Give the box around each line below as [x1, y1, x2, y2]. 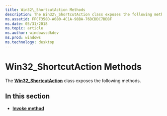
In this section [5, 92, 50, 101]
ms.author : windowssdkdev [5, 30, 59, 35]
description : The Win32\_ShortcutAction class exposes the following [5, 12, 153, 17]
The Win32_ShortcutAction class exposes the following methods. [5, 78, 141, 84]
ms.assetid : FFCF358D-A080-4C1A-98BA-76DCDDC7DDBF [5, 16, 112, 21]
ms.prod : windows [5, 35, 41, 40]
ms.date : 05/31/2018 [5, 21, 48, 26]
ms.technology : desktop [5, 40, 55, 45]
